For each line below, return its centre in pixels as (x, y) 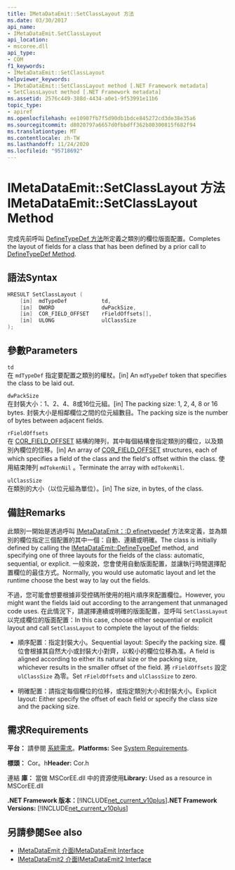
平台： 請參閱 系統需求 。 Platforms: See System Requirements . (98, 748)
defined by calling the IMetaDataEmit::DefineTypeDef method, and (103, 547)
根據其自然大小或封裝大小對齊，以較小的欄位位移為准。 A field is (122, 651)
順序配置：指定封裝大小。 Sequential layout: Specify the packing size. (117, 642)
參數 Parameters (42, 351)
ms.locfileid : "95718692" (45, 151)
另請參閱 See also (45, 832)
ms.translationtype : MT (42, 131)
